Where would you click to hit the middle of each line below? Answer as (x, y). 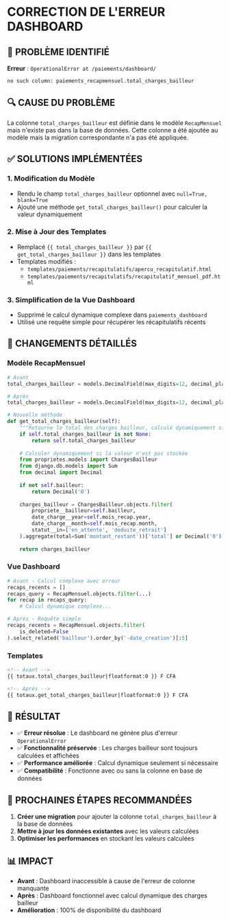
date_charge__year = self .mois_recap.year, (92, 517)
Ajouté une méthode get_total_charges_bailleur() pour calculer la (112, 207)
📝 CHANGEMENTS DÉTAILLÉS (72, 344)
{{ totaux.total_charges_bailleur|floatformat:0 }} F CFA (91, 676)
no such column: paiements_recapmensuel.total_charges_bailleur (101, 81)
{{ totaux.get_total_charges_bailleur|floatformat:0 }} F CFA (98, 695)
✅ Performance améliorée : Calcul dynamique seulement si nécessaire (117, 763)
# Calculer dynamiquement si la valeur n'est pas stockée (104, 453)
